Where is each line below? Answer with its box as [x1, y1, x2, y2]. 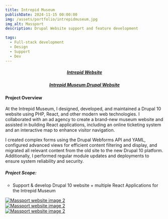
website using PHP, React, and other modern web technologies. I [5, 111, 140, 117]
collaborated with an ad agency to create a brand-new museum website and [5, 117, 163, 123]
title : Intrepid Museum [5, 7, 55, 13]
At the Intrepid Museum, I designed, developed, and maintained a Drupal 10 [5, 106, 161, 112]
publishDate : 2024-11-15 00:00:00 [5, 12, 78, 17]
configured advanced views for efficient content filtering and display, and [5, 142, 157, 148]
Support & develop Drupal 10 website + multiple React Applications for [12, 182, 158, 188]
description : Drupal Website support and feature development [5, 26, 138, 31]
